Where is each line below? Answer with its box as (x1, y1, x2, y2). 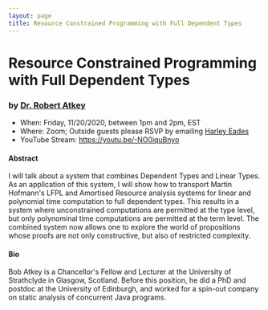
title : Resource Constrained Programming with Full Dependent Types (8, 19, 242, 27)
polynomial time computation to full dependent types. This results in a (8, 197, 239, 206)
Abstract (8, 153, 39, 163)
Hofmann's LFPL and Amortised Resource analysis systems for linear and (8, 188, 251, 198)
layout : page (8, 11, 52, 20)
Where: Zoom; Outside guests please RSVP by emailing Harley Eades (19, 126, 250, 136)
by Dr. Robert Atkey (8, 100, 86, 111)
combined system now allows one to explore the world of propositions (8, 222, 241, 232)
